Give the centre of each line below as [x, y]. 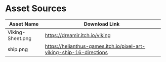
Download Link [102, 24]
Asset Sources [36, 9]
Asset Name [24, 24]
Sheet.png [20, 38]
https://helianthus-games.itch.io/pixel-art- [95, 46]
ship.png [18, 49]
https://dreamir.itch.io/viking [78, 35]
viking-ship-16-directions [76, 52]
